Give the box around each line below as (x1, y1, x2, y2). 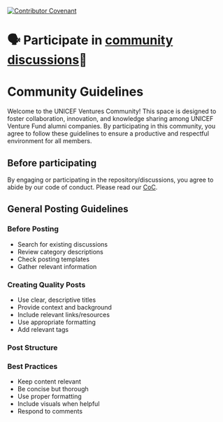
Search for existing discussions (17, 240, 108, 248)
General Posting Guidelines (7, 203, 129, 215)
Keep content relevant (17, 377, 82, 386)
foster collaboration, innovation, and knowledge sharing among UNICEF (7, 115, 214, 123)
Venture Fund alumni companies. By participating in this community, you (7, 122, 216, 131)
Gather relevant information (17, 262, 97, 270)
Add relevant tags (17, 325, 69, 333)
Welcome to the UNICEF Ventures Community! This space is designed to (7, 107, 217, 115)
